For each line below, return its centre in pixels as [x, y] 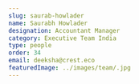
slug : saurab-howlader [46, 16]
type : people [30, 46]
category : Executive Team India [62, 38]
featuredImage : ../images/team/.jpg [69, 68]
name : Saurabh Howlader [48, 23]
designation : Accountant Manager [64, 30]
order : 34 [25, 53]
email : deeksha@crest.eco [51, 61]
